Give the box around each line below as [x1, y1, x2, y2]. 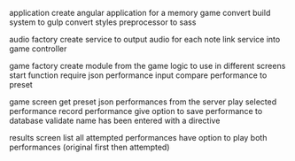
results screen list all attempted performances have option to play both [9, 133, 268, 142]
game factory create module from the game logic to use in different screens [9, 61, 286, 71]
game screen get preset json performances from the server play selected [9, 96, 277, 107]
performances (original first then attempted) [9, 142, 170, 152]
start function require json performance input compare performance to [9, 70, 268, 80]
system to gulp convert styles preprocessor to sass [9, 17, 197, 27]
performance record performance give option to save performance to [9, 106, 263, 116]
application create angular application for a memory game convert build [9, 8, 271, 18]
